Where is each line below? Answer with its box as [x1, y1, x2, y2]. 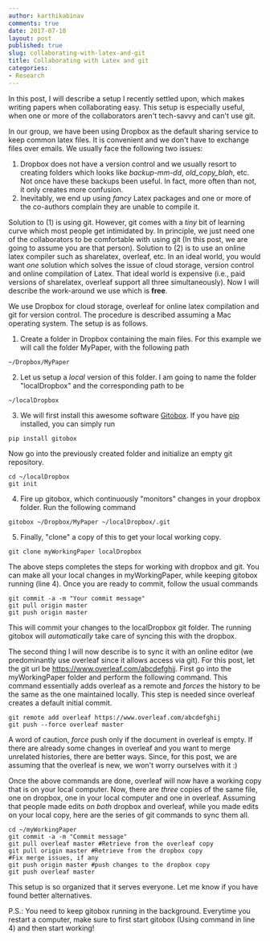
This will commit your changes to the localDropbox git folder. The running [8, 623, 252, 632]
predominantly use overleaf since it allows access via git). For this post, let [8, 655, 256, 664]
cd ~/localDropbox [8, 472, 70, 481]
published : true [8, 42, 63, 50]
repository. [8, 457, 44, 466]
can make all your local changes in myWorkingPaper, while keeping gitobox [8, 570, 258, 580]
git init [8, 479, 38, 487]
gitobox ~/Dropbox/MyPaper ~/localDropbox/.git [8, 518, 171, 526]
